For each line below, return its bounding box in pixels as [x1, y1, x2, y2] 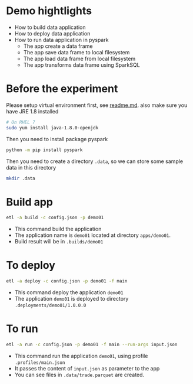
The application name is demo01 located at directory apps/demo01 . [14, 232, 171, 239]
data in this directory [6, 164, 56, 171]
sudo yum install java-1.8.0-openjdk [6, 125, 99, 131]
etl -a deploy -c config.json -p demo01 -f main [6, 278, 128, 284]
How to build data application [14, 24, 86, 31]
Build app [6, 195, 53, 209]
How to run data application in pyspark [14, 36, 109, 43]
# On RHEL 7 [6, 119, 35, 125]
